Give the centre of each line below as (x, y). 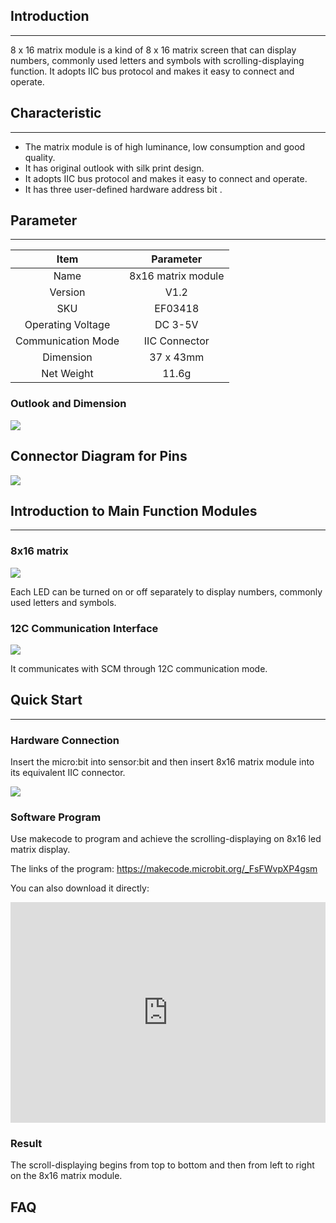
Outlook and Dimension (68, 404)
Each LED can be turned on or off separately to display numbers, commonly (166, 591)
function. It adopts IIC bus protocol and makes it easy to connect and (152, 71)
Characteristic (56, 113)
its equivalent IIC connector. (68, 773)
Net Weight (67, 374)
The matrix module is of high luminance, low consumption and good (165, 146)
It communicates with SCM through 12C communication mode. (139, 668)
